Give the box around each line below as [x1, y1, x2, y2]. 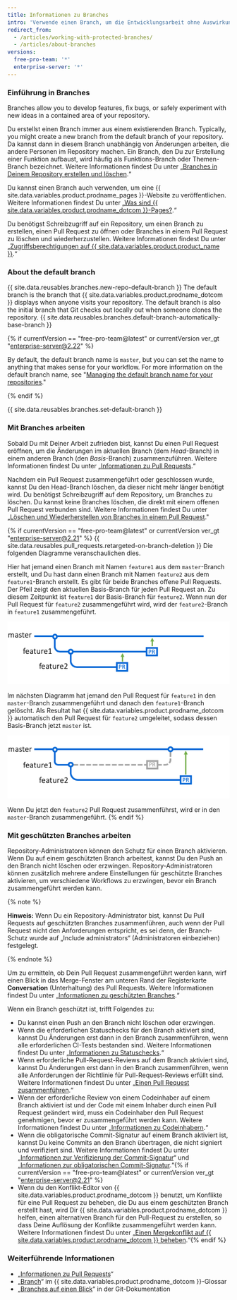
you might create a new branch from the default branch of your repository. [7, 133, 224, 141]
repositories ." [7, 378, 47, 387]
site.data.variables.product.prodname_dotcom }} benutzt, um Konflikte [17, 1191, 223, 1199]
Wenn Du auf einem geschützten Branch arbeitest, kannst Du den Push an [7, 854, 224, 863]
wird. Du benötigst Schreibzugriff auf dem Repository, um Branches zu [7, 490, 213, 499]
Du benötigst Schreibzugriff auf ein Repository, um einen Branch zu [7, 219, 204, 229]
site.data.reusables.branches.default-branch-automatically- [47, 313, 221, 322]
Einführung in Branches [7, 87, 90, 97]
